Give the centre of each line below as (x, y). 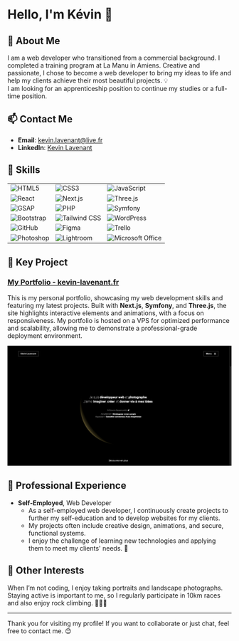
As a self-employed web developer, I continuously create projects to (128, 510)
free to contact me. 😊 (39, 631)
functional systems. (57, 533)
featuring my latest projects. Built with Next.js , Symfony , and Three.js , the (117, 305)
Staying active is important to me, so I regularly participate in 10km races (114, 595)
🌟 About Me (34, 41)
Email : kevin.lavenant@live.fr (60, 140)
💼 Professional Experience (67, 486)
